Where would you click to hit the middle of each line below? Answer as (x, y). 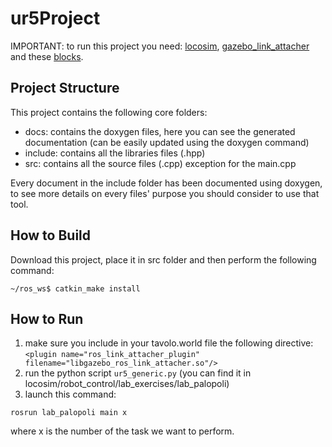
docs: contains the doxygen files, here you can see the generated (160, 131)
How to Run (47, 318)
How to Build (51, 235)
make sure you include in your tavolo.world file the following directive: (169, 343)
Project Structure (65, 88)
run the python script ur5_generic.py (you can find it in (138, 373)
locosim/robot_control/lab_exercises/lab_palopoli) (127, 384)
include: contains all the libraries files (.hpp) (115, 153)
